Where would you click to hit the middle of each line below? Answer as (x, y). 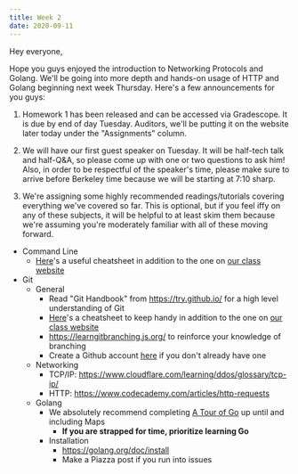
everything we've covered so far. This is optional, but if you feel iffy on (151, 205)
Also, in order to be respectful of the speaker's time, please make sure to (156, 169)
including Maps (77, 421)
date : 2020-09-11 (41, 26)
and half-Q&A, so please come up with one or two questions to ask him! (153, 159)
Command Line (50, 251)
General (50, 289)
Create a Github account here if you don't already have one (157, 355)
